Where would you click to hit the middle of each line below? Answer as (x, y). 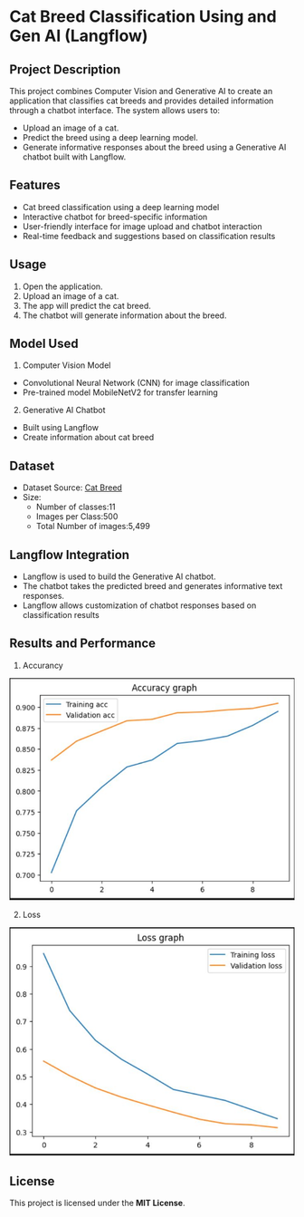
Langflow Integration (69, 555)
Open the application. (62, 286)
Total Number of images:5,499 (93, 526)
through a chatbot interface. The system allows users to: (114, 110)
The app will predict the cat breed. (86, 305)
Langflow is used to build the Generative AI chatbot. (119, 576)
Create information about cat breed (88, 438)
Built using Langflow (61, 428)
